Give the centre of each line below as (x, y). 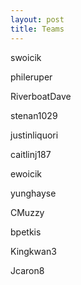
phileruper (31, 77)
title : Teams (37, 29)
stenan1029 (34, 115)
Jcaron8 (27, 270)
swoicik (26, 57)
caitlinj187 (31, 154)
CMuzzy (27, 212)
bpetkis (26, 232)
